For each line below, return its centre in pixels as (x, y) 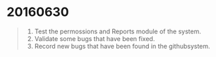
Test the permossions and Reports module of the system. (118, 31)
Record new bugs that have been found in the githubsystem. (122, 46)
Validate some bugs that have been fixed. (95, 38)
